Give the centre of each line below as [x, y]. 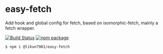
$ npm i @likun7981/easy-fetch [38, 47]
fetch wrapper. [20, 28]
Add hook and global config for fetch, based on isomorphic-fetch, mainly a [81, 23]
